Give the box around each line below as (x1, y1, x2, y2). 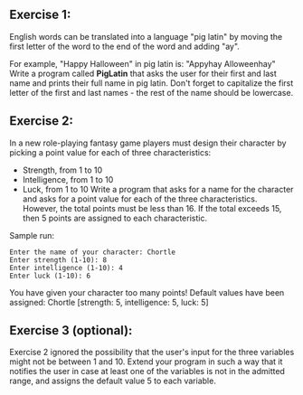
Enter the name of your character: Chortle (9, 248, 176, 257)
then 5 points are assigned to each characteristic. (22, 212, 208, 223)
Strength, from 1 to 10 (22, 165, 102, 175)
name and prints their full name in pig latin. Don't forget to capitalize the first (9, 77, 294, 89)
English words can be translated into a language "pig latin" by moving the (9, 31, 283, 42)
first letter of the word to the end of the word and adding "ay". (9, 41, 240, 52)
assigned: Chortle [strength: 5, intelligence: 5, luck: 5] (9, 296, 210, 307)
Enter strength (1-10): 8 (9, 255, 107, 265)
